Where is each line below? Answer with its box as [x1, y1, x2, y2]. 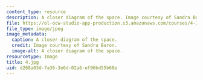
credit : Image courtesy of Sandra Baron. [11, 43, 118, 49]
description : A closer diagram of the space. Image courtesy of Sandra [6, 14, 190, 20]
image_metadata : [6, 31, 47, 37]
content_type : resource [6, 8, 66, 15]
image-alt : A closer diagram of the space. [11, 48, 123, 54]
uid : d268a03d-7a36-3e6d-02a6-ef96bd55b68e [6, 64, 118, 71]
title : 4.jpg [6, 59, 39, 65]
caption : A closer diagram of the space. [11, 37, 118, 43]
